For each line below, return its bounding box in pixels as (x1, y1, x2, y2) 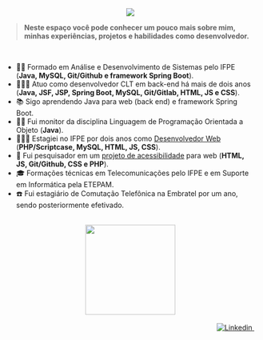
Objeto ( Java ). (15, 126, 64, 134)
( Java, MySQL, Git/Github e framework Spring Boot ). (15, 71, 194, 80)
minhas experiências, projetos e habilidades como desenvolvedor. (23, 31, 249, 41)
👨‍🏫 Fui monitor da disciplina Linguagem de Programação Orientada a (15, 117, 244, 126)
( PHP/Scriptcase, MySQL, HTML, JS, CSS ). (15, 142, 161, 151)
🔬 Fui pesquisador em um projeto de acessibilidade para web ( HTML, (15, 151, 245, 160)
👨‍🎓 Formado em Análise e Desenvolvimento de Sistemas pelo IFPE (15, 62, 236, 71)
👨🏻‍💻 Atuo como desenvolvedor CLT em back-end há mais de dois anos (15, 79, 251, 89)
